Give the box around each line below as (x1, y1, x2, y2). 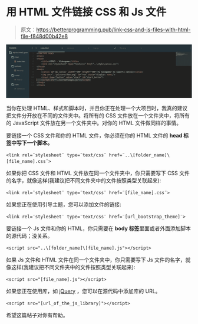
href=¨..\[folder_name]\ (108, 152, 170, 158)
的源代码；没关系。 (6, 232, 53, 239)
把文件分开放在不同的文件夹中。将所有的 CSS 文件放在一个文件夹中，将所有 (6, 112, 190, 119)
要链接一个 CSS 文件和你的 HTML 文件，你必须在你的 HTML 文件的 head (6, 132, 183, 139)
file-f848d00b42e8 (20, 32, 68, 40)
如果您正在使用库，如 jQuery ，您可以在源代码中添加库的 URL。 (6, 287, 161, 294)
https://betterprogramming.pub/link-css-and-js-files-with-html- (36, 26, 191, 33)
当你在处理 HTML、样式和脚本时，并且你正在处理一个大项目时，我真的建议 (6, 104, 187, 112)
